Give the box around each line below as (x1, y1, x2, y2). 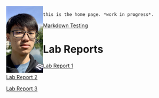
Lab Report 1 (43, 62, 74, 69)
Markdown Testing (43, 22, 88, 29)
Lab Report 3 (6, 85, 38, 92)
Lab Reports (43, 43, 104, 56)
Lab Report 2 (6, 73, 38, 80)
